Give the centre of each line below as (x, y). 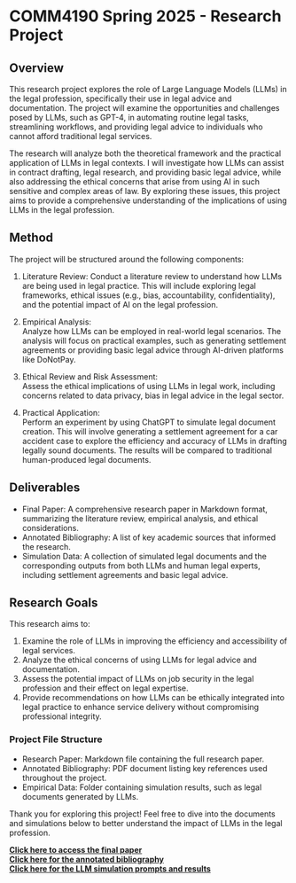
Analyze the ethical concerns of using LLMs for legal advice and (139, 660)
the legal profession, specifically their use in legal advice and (121, 98)
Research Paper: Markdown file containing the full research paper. (143, 759)
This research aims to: (50, 624)
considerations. (51, 527)
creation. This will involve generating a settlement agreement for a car (150, 431)
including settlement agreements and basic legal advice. (125, 574)
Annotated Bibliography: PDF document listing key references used (144, 768)
